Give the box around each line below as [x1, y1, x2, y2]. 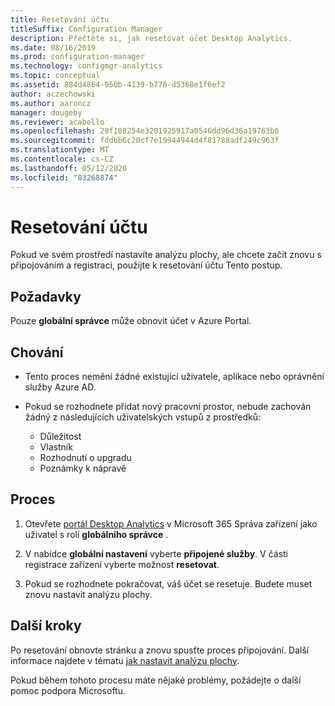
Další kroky [10, 617, 82, 635]
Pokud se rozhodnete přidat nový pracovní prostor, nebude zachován [24, 401, 312, 413]
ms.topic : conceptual [10, 71, 101, 81]
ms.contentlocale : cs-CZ [10, 154, 114, 164]
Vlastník [39, 441, 73, 453]
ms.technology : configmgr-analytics [10, 61, 163, 71]
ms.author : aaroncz [10, 98, 92, 108]
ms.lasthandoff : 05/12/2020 [10, 163, 128, 173]
